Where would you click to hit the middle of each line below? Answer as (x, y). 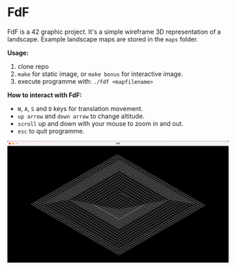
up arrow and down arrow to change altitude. (81, 116)
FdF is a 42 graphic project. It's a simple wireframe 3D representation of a (114, 32)
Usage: (18, 53)
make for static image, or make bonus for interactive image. (100, 74)
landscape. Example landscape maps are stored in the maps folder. (103, 39)
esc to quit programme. (51, 131)
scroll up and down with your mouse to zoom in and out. (100, 123)
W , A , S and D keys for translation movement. (80, 108)
